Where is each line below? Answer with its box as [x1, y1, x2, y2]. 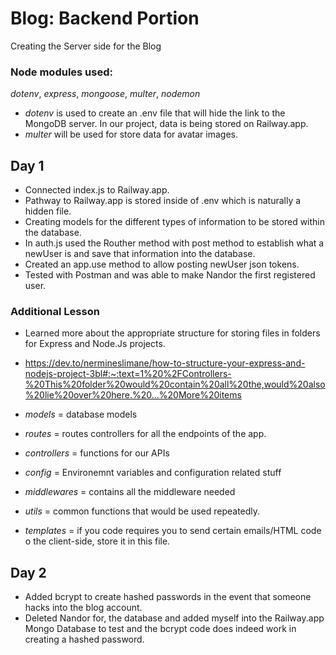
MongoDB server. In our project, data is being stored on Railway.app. [24, 118, 309, 130]
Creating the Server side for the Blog [10, 40, 162, 52]
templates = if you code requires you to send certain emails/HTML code [24, 525, 322, 537]
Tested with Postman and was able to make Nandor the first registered [24, 269, 316, 281]
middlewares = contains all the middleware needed [24, 486, 236, 498]
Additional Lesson [10, 304, 100, 318]
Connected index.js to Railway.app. [24, 184, 170, 196]
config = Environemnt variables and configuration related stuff [24, 467, 282, 479]
